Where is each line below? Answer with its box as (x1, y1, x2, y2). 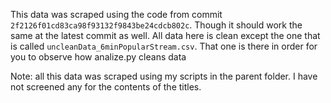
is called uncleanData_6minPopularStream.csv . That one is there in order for (10, 40, 318, 52)
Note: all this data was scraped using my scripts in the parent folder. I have (10, 70, 318, 82)
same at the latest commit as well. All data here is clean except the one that (10, 30, 321, 41)
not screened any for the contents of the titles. (10, 81, 202, 93)
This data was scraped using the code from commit (10, 9, 223, 20)
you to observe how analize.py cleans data (10, 51, 187, 63)
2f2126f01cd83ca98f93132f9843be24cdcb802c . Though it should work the (10, 19, 303, 31)
